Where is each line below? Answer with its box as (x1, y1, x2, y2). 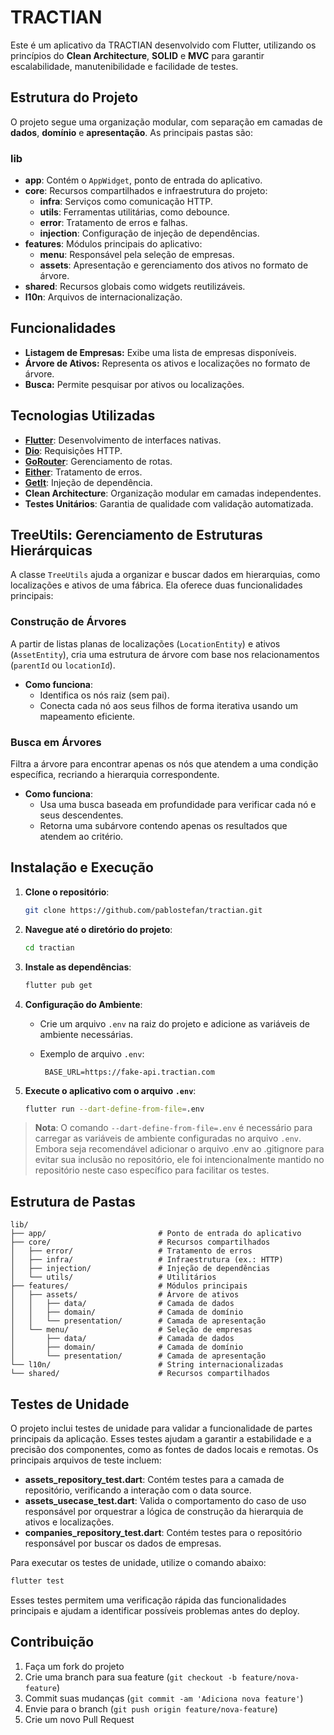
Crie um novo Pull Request (24, 1713, 135, 1725)
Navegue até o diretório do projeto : (24, 923, 173, 935)
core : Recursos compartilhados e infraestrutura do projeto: (24, 185, 268, 197)
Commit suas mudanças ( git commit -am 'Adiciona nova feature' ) (24, 1692, 304, 1704)
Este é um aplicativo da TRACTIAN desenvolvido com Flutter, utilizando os (10, 39, 317, 51)
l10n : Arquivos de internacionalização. (24, 291, 183, 303)
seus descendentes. (39, 809, 124, 821)
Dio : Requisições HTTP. (24, 444, 123, 456)
